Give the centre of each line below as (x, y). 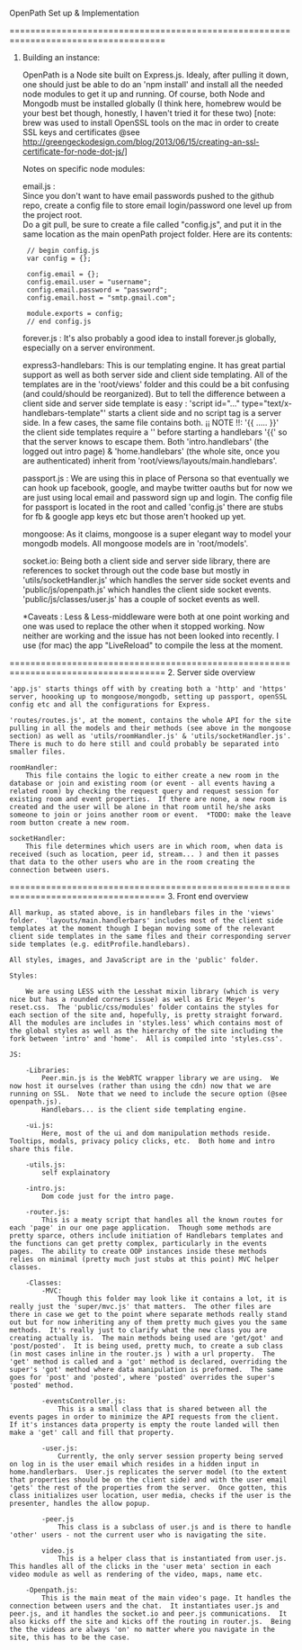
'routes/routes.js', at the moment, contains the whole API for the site (151, 720)
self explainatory (76, 1173)
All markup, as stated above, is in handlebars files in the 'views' (142, 913)
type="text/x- (266, 403)
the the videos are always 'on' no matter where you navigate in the (142, 1629)
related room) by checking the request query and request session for (144, 791)
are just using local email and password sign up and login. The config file (157, 497)
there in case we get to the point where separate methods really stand (148, 1314)
